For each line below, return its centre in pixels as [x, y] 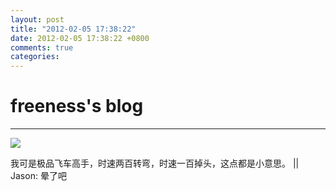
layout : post [37, 19]
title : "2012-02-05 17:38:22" [73, 29]
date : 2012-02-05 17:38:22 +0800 [80, 38]
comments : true [42, 47]
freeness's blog [77, 106]
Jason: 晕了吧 [38, 176]
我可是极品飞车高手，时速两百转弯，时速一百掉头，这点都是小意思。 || [155, 163]
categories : [35, 57]
